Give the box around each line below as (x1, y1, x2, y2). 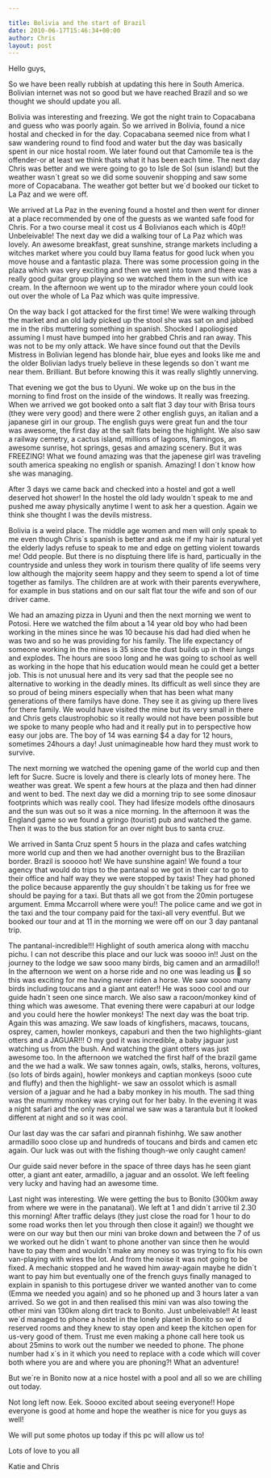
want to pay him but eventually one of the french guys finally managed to (8, 1272, 252, 1281)
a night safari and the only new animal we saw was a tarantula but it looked (8, 1104, 258, 1114)
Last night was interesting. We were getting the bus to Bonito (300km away (8, 1194, 258, 1204)
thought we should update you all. (8, 96, 122, 106)
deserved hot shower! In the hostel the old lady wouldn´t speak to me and (8, 493, 253, 502)
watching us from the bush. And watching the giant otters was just (8, 1044, 229, 1054)
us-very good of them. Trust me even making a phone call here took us (8, 1332, 244, 1341)
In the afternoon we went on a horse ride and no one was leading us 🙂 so (8, 967, 252, 976)
